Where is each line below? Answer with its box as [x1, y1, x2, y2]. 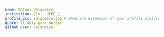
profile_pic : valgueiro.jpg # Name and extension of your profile [5, 16, 143, 21]
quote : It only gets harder [5, 20, 62, 25]
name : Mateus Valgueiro [5, 7, 54, 12]
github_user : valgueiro [5, 25, 54, 30]
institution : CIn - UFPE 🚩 [5, 12, 60, 16]
